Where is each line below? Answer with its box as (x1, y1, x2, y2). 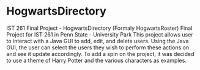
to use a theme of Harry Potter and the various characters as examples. (6, 57, 187, 64)
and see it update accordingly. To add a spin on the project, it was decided (6, 50, 194, 57)
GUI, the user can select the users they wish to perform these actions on (6, 44, 190, 51)
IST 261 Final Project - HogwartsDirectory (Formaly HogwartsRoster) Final (6, 24, 193, 32)
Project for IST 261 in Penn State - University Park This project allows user (6, 30, 194, 38)
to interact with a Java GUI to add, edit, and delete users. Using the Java (6, 37, 189, 44)
